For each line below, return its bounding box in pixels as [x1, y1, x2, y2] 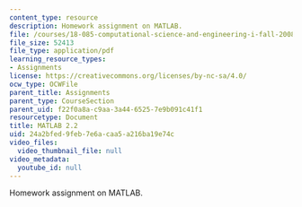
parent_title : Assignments [9, 88, 111, 97]
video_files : [9, 138, 58, 147]
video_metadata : [9, 154, 70, 164]
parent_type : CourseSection [9, 96, 115, 106]
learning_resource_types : [9, 55, 106, 64]
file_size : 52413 [9, 38, 75, 47]
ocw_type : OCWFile [9, 80, 78, 89]
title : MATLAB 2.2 [9, 122, 78, 131]
